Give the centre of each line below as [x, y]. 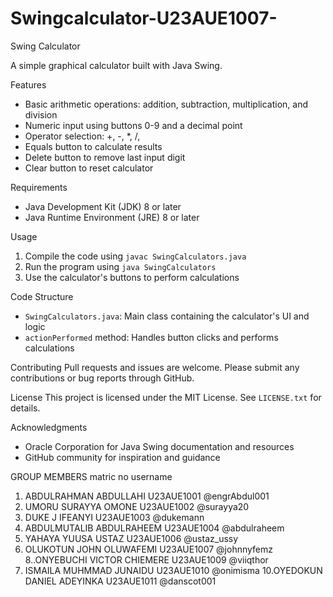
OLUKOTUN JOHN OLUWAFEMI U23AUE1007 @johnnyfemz [149, 549]
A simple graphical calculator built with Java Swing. [116, 65]
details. [25, 408]
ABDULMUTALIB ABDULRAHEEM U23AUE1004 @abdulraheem [154, 528]
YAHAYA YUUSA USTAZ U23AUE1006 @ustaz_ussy [131, 538]
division [41, 114]
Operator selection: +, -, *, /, [82, 136]
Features [28, 84]
